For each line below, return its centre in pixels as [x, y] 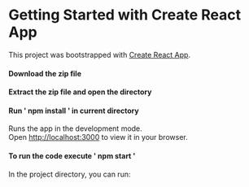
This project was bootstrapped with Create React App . [100, 54]
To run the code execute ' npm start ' [72, 155]
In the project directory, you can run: [70, 174]
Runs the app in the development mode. [75, 128]
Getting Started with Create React [125, 15]
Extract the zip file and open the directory [80, 92]
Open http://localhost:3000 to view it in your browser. [98, 137]
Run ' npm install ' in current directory [74, 111]
